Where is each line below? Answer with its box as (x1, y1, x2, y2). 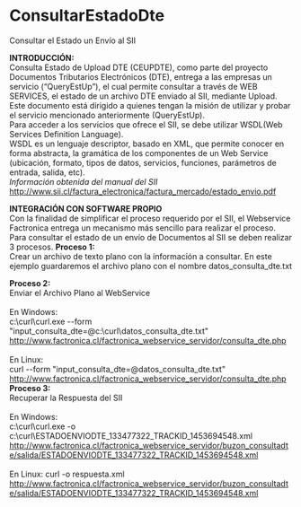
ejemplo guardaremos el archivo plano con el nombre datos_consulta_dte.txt (9, 260, 293, 271)
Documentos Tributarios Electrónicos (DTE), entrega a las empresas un (9, 71, 272, 82)
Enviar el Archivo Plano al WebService (9, 287, 151, 298)
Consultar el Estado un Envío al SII (9, 35, 137, 46)
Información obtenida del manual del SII (9, 176, 158, 187)
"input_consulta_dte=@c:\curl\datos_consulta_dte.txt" (9, 325, 209, 337)
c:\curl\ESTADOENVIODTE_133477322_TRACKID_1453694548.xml (9, 430, 253, 441)
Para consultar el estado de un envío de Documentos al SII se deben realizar (9, 232, 292, 242)
